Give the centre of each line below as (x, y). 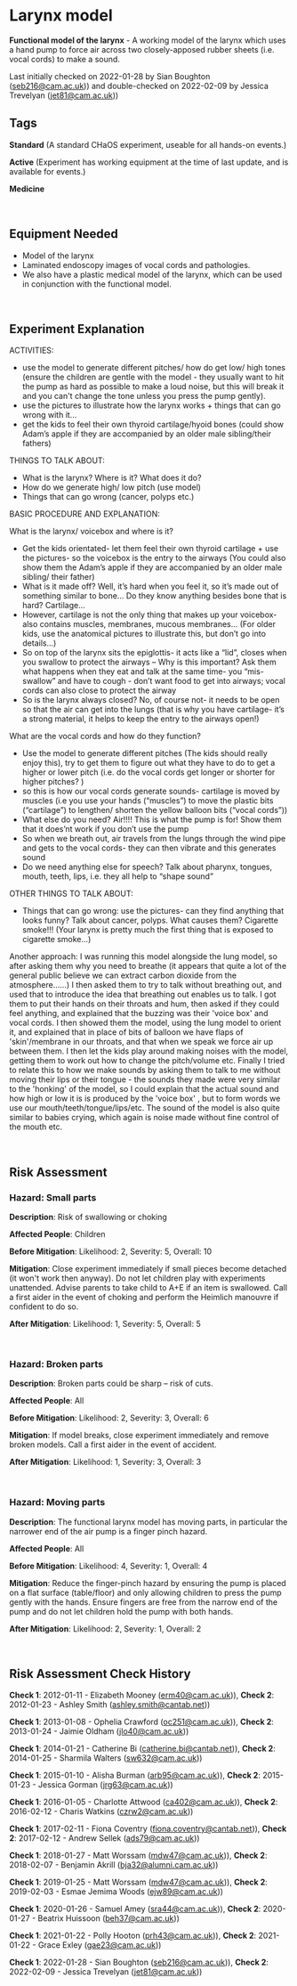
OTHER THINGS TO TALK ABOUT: (71, 894)
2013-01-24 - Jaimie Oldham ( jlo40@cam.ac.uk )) (99, 1731)
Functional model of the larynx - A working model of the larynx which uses (148, 40)
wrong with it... (49, 415)
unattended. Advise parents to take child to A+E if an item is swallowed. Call (148, 1288)
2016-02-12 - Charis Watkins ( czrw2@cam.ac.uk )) (101, 1811)
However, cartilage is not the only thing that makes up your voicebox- (149, 615)
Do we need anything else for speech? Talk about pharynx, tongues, (147, 867)
